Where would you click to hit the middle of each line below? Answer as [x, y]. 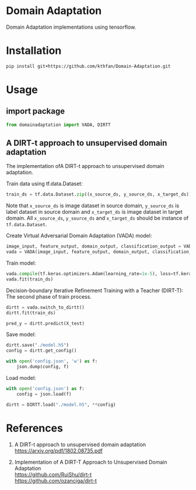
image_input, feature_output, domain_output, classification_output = [94, 246]
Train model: [21, 263]
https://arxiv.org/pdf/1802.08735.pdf [59, 450]
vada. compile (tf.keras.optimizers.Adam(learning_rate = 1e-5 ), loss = [90, 274]
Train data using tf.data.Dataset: [44, 184]
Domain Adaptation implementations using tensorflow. [71, 27]
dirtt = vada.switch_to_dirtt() [45, 307]
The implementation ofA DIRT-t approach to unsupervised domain [85, 166]
